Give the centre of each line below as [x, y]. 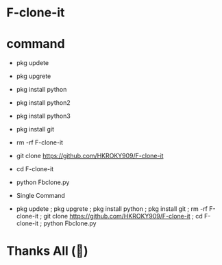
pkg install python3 [44, 116]
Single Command [41, 196]
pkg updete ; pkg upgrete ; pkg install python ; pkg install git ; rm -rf [112, 209]
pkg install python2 [43, 103]
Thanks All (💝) [47, 251]
